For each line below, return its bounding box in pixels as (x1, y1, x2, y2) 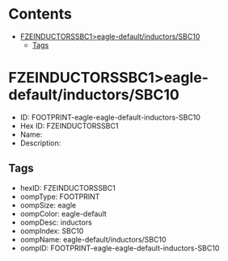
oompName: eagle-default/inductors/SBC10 (19, 234, 167, 244)
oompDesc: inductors (19, 217, 93, 227)
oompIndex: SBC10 (19, 225, 84, 235)
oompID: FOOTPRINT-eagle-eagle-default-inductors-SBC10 (19, 243, 220, 253)
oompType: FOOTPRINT (19, 192, 100, 201)
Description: (19, 138, 61, 148)
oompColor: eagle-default (19, 208, 107, 218)
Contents (8, 5, 73, 23)
